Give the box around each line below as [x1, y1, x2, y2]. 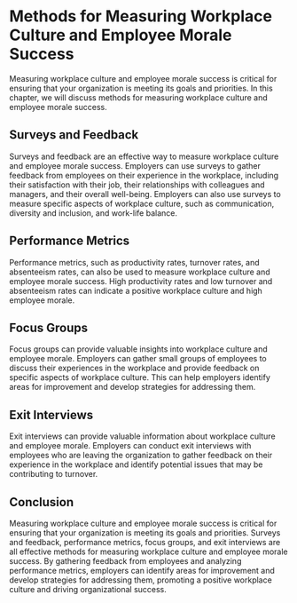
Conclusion [9, 495, 74, 510]
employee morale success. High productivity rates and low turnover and [9, 275, 273, 286]
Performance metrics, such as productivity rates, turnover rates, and [9, 257, 260, 267]
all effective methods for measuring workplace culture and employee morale [9, 546, 288, 557]
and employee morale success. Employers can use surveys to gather [9, 160, 262, 171]
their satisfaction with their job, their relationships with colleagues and [9, 179, 265, 190]
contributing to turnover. [9, 469, 98, 480]
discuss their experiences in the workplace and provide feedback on [9, 362, 260, 374]
